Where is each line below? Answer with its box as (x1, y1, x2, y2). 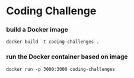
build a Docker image (6, 26, 68, 34)
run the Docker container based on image (6, 52, 129, 61)
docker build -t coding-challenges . (6, 39, 100, 45)
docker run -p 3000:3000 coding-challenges (6, 66, 116, 72)
